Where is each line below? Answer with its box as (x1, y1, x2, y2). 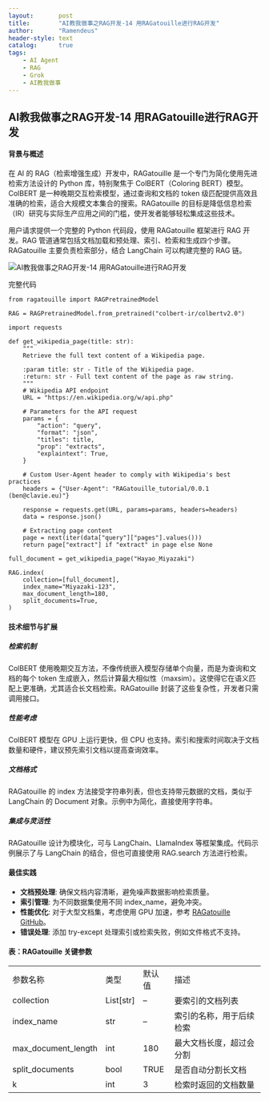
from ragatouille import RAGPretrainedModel (8, 295, 159, 304)
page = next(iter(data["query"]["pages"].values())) (22, 534, 203, 542)
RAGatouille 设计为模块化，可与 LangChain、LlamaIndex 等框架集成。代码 (8, 838, 252, 847)
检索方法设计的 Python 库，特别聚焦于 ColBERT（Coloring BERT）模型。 (8, 179, 248, 188)
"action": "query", (37, 422, 102, 430)
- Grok (22, 71, 45, 79)
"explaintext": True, (37, 450, 110, 458)
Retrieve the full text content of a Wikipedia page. (22, 352, 206, 360)
